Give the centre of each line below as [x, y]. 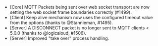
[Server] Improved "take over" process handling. [59, 38]
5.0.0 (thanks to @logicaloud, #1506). [48, 33]
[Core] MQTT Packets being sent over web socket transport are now [80, 7]
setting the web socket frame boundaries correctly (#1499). [71, 12]
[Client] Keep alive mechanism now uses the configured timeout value [81, 17]
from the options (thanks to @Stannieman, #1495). [61, 23]
